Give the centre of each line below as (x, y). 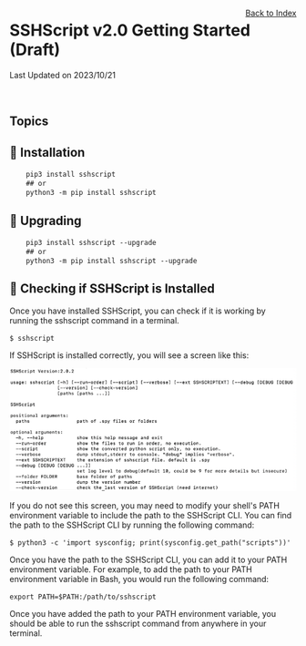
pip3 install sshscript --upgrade (91, 242)
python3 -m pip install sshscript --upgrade (112, 261)
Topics (29, 122)
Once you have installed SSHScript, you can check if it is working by (138, 311)
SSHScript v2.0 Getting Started (130, 31)
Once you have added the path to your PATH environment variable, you (143, 613)
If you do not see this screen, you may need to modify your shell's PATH (145, 505)
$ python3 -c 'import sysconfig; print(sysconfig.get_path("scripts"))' (150, 543)
